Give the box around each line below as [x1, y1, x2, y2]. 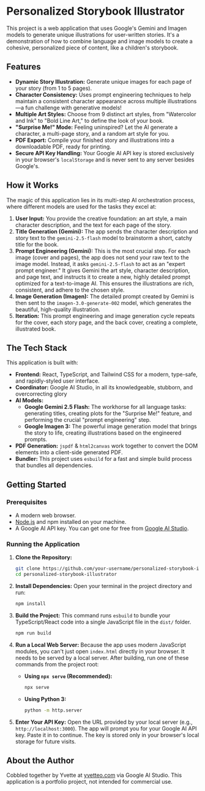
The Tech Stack [6, 342, 67, 353]
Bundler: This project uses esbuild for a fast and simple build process [15, 455, 192, 463]
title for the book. [15, 240, 59, 248]
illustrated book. [15, 325, 56, 333]
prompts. [24, 436, 48, 443]
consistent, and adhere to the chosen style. [15, 286, 125, 293]
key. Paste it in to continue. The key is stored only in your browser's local [15, 731, 199, 738]
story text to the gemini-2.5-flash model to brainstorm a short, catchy [15, 234, 193, 241]
